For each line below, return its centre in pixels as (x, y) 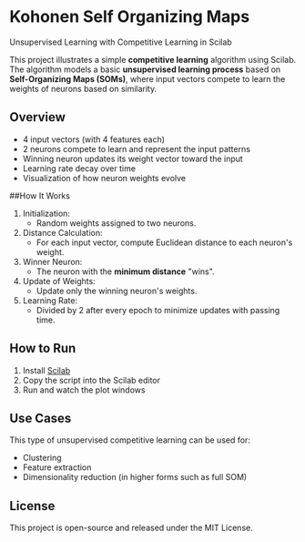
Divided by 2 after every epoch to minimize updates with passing (158, 310)
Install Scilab (46, 370)
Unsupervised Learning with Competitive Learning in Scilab (121, 42)
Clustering (42, 458)
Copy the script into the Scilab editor (91, 380)
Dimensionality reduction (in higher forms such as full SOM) (135, 477)
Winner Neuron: (52, 261)
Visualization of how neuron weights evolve (104, 178)
